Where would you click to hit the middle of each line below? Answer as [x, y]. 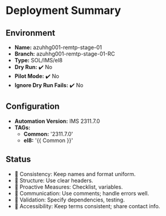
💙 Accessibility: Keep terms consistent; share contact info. [87, 206]
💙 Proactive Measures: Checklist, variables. [68, 187]
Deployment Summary [64, 11]
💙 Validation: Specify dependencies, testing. [70, 200]
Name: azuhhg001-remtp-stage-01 [58, 47]
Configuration [33, 106]
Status [18, 159]
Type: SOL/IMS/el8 [38, 60]
